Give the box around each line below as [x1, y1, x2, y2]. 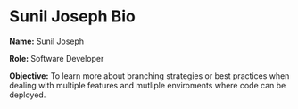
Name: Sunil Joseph [9, 36, 85, 46]
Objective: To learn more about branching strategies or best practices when [9, 70, 290, 81]
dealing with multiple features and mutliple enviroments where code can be [9, 80, 286, 90]
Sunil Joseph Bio [9, 6, 136, 27]
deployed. [9, 89, 46, 100]
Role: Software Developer [9, 53, 104, 63]
